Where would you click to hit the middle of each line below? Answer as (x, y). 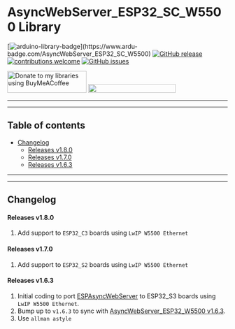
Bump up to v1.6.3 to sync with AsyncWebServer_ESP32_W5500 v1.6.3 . (121, 311)
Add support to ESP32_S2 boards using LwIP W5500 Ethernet (103, 264)
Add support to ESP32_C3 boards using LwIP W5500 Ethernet (103, 233)
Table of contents (46, 125)
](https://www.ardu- (109, 46)
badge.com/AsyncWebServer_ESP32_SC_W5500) (79, 54)
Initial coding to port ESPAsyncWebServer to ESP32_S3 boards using (116, 296)
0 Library (34, 27)
